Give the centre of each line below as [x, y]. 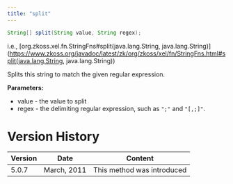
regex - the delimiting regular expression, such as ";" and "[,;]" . [111, 108]
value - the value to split [52, 101]
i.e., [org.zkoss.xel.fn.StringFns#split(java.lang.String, [84, 46]
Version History [53, 136]
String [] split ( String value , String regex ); [74, 33]
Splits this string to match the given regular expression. [86, 74]
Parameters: [25, 87]
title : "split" [29, 14]
